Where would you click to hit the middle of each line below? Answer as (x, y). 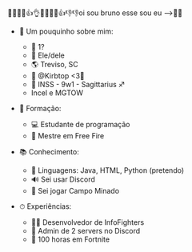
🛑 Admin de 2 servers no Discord (86, 231)
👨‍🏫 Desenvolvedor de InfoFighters (88, 222)
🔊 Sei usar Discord (63, 179)
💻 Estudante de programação (80, 124)
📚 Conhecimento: (49, 152)
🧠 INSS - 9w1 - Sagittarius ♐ (78, 84)
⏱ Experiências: (45, 206)
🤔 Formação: (40, 108)
